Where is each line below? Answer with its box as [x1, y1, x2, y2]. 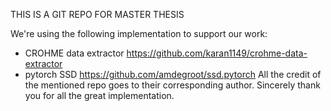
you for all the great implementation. [24, 90, 175, 101]
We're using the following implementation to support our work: [10, 28, 268, 39]
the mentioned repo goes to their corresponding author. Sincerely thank [24, 79, 321, 91]
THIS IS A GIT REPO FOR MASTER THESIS [10, 9, 185, 20]
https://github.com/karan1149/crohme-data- [126, 47, 308, 59]
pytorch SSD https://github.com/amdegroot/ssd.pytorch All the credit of [24, 69, 322, 80]
